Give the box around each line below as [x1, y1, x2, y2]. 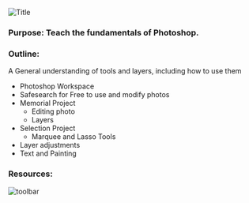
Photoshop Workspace [19, 81, 95, 91]
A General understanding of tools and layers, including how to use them [8, 66, 242, 76]
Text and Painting [19, 148, 77, 158]
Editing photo [31, 107, 75, 116]
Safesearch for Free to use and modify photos [19, 90, 170, 100]
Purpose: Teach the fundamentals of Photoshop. [8, 27, 199, 38]
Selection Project [19, 123, 76, 133]
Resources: [8, 168, 53, 179]
